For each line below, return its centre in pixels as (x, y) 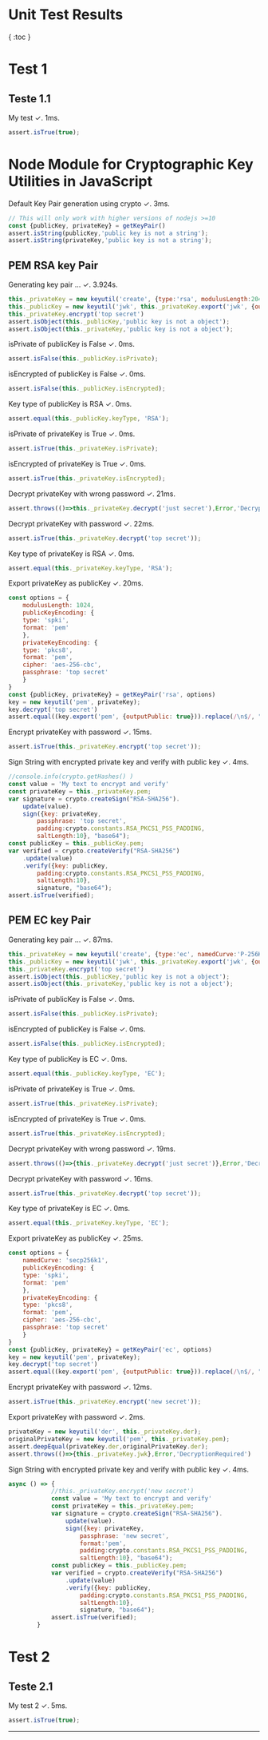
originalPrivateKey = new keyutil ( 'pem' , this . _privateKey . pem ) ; (119, 1439)
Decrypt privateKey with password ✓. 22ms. (81, 523)
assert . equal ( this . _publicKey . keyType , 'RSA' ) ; (89, 419)
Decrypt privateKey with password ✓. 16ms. (81, 1178)
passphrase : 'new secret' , (124, 1535)
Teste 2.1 (31, 1686)
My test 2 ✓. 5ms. (38, 1706)
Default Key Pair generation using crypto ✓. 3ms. (89, 203)
